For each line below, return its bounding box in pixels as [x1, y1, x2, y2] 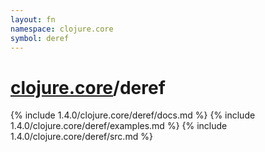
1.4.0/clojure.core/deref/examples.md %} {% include [10, 120, 228, 132]
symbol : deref [10, 33, 70, 43]
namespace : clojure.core [10, 24, 114, 34]
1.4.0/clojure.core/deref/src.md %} [10, 131, 153, 143]
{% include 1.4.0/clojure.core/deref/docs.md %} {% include [10, 109, 256, 121]
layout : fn [10, 14, 56, 25]
